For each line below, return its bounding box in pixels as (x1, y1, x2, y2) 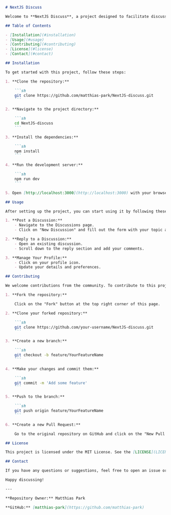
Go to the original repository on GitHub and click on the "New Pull (14, 431, 165, 437)
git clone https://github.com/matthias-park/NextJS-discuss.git (14, 93, 154, 98)
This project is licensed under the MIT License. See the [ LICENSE (5, 450, 152, 455)
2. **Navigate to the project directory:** (5, 107, 99, 112)
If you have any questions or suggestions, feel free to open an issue (5, 468, 160, 473)
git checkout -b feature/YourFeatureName (14, 353, 103, 358)
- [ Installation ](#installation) (5, 32, 76, 38)
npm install (14, 148, 40, 154)
